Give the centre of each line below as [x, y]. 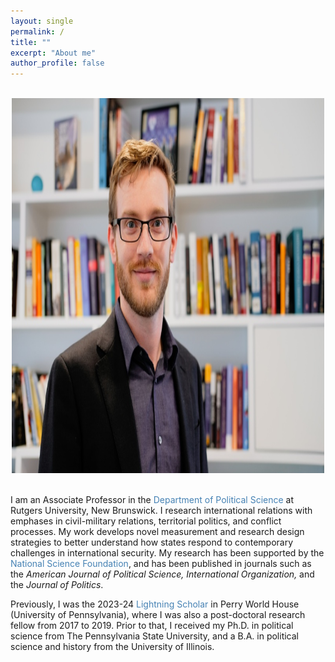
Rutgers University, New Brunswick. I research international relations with [161, 511]
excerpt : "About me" [53, 53]
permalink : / [37, 31]
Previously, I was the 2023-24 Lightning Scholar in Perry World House [155, 604]
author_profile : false [57, 63]
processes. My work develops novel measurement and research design [157, 532]
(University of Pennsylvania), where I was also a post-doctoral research [158, 615]
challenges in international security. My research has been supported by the [167, 553]
